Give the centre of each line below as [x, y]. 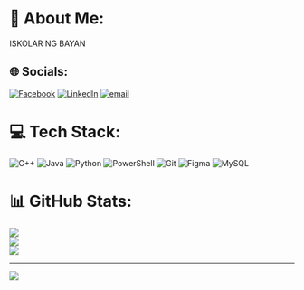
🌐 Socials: [39, 72]
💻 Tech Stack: [65, 131]
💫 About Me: [57, 19]
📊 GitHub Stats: [71, 201]
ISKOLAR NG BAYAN [47, 43]
